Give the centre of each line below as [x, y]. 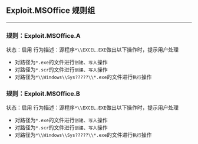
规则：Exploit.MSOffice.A [43, 35]
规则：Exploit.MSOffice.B [43, 94]
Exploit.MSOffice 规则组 [51, 11]
